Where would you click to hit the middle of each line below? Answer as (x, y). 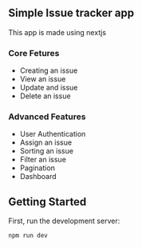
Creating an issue (49, 70)
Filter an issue (43, 160)
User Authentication (53, 134)
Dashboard (38, 177)
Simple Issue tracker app (71, 13)
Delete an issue (45, 96)
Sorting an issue (47, 151)
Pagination (37, 168)
